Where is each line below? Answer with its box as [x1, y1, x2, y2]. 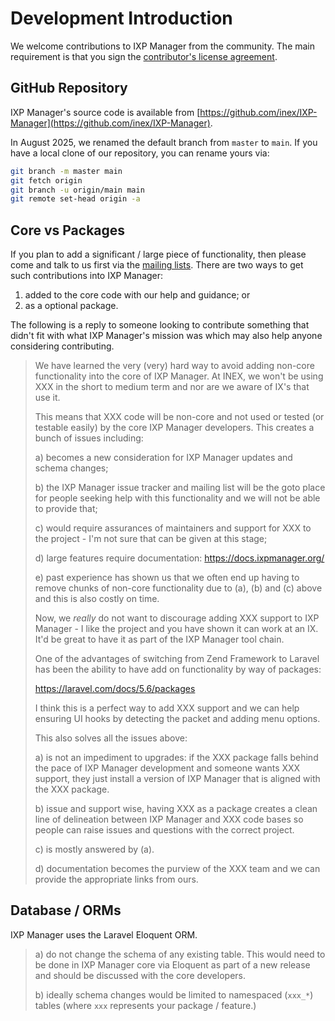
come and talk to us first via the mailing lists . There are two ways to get [10, 259, 304, 271]
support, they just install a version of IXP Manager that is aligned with [34, 773, 321, 785]
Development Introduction [10, 7, 233, 30]
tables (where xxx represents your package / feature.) [34, 999, 257, 1011]
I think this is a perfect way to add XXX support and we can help [34, 702, 300, 714]
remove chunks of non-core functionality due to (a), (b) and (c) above [34, 582, 323, 594]
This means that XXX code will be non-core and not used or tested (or [34, 411, 325, 423]
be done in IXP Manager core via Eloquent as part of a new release [34, 958, 311, 971]
